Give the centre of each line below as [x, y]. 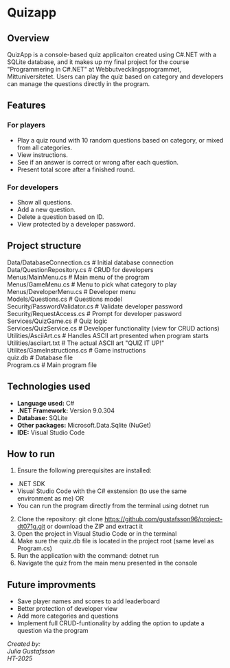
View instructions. [43, 155]
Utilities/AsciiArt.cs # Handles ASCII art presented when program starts [108, 335]
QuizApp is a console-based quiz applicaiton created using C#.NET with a [112, 54]
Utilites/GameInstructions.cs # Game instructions [77, 350]
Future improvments [51, 584]
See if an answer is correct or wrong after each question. [98, 162]
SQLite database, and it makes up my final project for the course [98, 62]
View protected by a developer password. [76, 224]
